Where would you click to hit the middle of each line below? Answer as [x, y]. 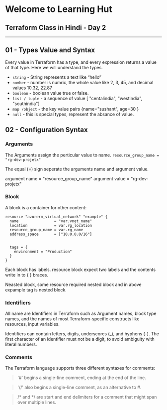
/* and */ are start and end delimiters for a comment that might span [87, 397]
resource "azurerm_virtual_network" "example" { [56, 217]
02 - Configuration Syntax [46, 130]
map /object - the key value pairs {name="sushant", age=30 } [76, 109]
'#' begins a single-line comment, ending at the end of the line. [82, 378]
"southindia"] [26, 104]
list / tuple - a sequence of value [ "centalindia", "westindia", [77, 98]
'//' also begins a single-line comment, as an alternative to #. [79, 388]
